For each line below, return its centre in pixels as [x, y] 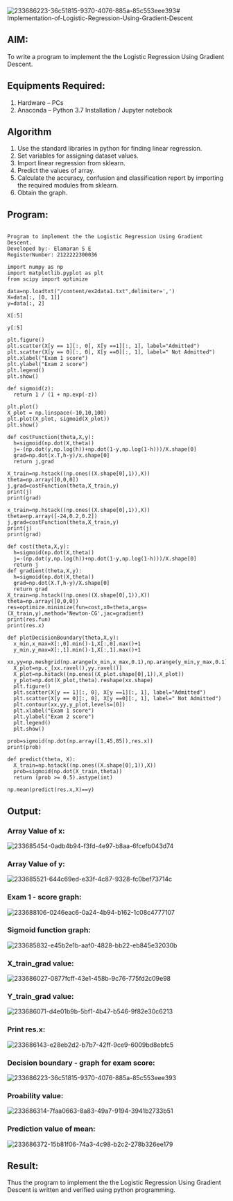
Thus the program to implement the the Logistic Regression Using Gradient [114, 1183]
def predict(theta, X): [42, 760]
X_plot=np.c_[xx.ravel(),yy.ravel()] [68, 668]
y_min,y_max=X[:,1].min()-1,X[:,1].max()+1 [77, 650]
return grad [31, 589]
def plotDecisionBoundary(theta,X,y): [63, 638]
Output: [24, 811]
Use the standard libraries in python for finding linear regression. [110, 149]
